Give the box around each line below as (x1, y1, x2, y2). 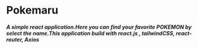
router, (6, 36, 24, 43)
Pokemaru (6, 4, 59, 17)
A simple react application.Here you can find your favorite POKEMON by (6, 23, 192, 30)
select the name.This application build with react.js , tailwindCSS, (6, 30, 175, 37)
